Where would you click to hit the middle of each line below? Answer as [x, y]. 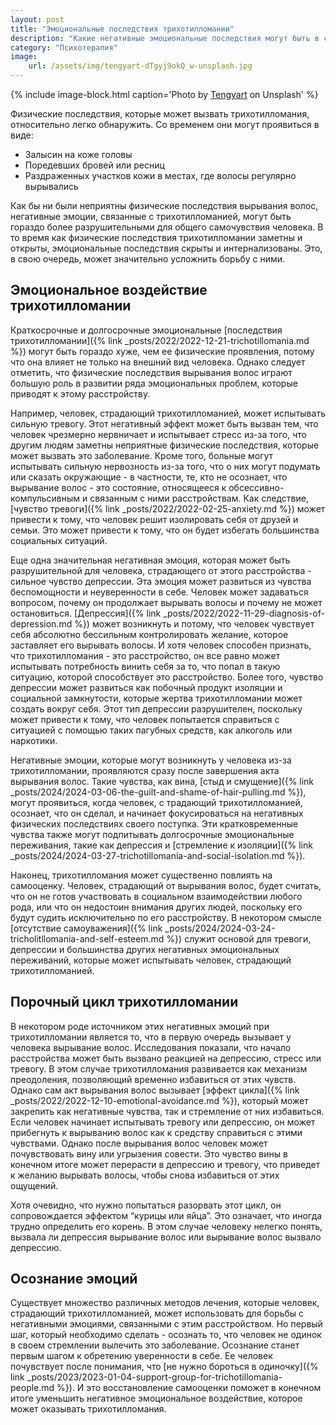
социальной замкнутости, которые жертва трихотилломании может [156, 698]
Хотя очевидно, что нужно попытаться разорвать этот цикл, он [146, 1205]
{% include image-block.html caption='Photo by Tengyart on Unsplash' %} [164, 94]
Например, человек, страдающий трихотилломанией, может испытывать [168, 413]
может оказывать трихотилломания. [88, 1409]
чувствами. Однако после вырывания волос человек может [139, 1143]
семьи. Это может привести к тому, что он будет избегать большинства [165, 530]
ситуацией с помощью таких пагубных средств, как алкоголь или [151, 730]
